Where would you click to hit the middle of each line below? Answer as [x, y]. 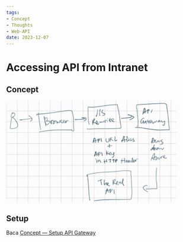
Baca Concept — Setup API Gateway [51, 233]
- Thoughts [20, 25]
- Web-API [18, 31]
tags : [13, 12]
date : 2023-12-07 [28, 38]
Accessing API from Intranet [77, 68]
